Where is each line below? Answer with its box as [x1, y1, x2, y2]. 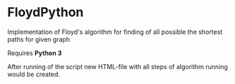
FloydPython [7, 4, 84, 20]
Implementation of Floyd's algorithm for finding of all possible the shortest [7, 28, 223, 36]
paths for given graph [7, 35, 71, 43]
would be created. [7, 70, 60, 78]
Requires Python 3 [7, 49, 62, 57]
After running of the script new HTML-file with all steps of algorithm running [7, 62, 228, 71]
